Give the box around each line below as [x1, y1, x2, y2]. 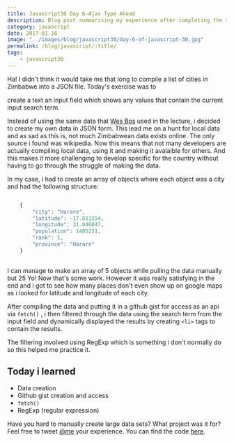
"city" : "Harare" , [32, 208, 86, 215]
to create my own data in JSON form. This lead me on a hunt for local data [7, 124, 221, 133]
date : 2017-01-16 [7, 29, 58, 37]
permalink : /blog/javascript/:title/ [7, 43, 117, 50]
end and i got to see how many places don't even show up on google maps [7, 281, 223, 290]
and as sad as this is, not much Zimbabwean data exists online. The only [7, 131, 215, 140]
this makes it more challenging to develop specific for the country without [7, 154, 219, 162]
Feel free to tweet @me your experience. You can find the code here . [7, 427, 205, 436]
